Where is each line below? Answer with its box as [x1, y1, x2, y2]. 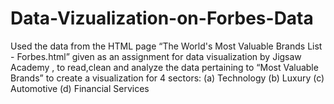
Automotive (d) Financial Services [10, 82, 150, 94]
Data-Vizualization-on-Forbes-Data [10, 7, 314, 30]
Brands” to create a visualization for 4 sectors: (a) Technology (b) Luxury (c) [10, 72, 325, 84]
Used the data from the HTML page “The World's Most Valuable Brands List [10, 40, 323, 52]
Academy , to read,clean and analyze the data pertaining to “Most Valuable [10, 61, 319, 73]
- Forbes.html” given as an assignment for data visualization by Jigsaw [10, 50, 302, 62]
